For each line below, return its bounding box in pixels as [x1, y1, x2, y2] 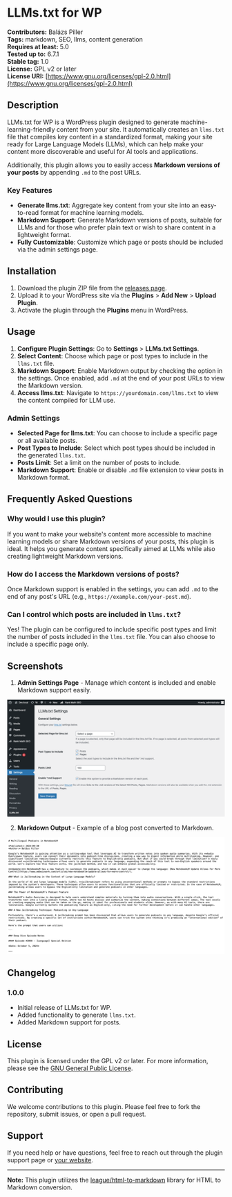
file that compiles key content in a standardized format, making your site [7, 132, 213, 141]
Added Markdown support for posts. [17, 1018, 121, 1026]
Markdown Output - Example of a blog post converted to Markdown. [17, 823, 214, 832]
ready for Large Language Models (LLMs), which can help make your [7, 140, 204, 148]
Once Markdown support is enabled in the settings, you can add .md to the [7, 584, 219, 593]
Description [7, 99, 59, 112]
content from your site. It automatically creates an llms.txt [56, 125, 224, 133]
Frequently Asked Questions [7, 493, 133, 505]
